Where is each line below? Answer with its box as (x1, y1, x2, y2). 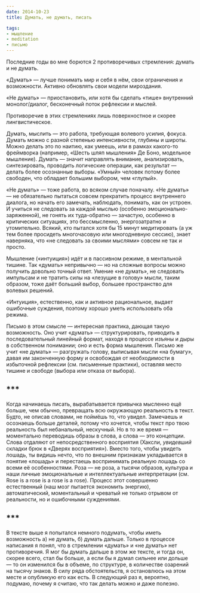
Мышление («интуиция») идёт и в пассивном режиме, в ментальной (6, 255, 182, 262)
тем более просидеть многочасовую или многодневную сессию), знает (6, 231, 191, 238)
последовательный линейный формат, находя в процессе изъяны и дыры (6, 336, 195, 342)
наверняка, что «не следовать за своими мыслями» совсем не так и (6, 237, 182, 244)
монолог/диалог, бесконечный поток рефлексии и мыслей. (6, 101, 157, 108)
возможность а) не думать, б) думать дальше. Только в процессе (6, 535, 175, 542)
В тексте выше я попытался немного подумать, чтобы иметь (6, 529, 162, 536)
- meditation (6, 37, 39, 42)
